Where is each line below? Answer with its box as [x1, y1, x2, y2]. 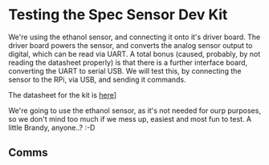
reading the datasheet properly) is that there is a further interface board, [8, 58, 248, 67]
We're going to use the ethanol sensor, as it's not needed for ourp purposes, [8, 106, 261, 115]
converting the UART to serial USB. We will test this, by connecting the [8, 66, 242, 75]
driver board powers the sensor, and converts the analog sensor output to [8, 40, 253, 50]
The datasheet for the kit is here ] [8, 90, 117, 99]
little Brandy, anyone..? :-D [8, 123, 96, 132]
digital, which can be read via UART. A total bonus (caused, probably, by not [8, 49, 261, 58]
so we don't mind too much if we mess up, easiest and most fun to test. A [8, 114, 251, 123]
